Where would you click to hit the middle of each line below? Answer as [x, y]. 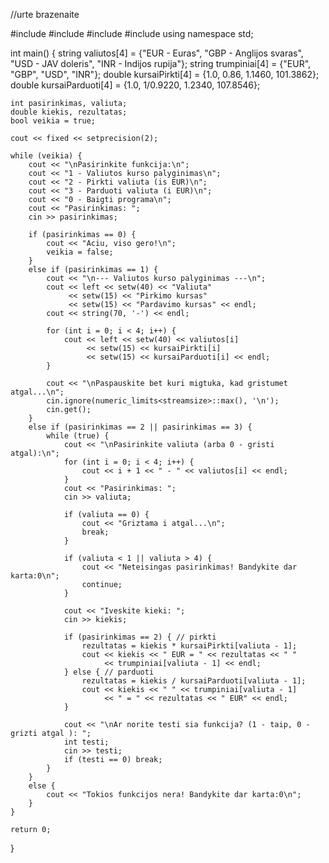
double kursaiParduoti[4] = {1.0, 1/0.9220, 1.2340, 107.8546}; [135, 85]
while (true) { [78, 436]
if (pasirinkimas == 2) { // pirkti [140, 637]
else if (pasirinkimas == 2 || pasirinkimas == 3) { [140, 427]
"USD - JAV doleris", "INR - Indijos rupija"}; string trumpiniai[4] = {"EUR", [161, 63]
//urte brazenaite [45, 14]
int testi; [86, 742]
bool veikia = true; [53, 121]
